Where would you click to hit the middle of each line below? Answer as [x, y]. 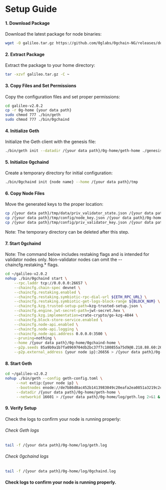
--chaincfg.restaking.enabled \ [47, 292]
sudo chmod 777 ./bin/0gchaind [37, 120]
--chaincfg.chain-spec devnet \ [47, 288]
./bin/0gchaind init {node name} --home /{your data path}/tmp [72, 182]
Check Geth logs [22, 430]
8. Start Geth [19, 363]
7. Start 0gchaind [23, 243]
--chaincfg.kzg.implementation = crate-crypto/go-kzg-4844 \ [76, 315]
